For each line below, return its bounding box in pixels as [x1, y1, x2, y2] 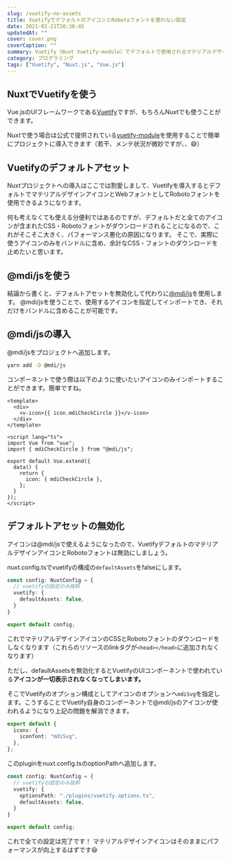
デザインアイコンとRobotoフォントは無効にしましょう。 [12, 548, 172, 557]
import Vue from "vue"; [7, 440, 76, 447]
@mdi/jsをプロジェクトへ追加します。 [7, 348, 115, 356]
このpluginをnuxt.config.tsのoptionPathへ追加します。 [7, 760, 160, 768]
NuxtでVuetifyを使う [7, 89, 98, 100]
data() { [13, 464, 38, 471]
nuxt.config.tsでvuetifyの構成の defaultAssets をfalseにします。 [7, 563, 186, 571]
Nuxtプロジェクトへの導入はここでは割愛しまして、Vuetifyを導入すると [7, 182, 210, 190]
